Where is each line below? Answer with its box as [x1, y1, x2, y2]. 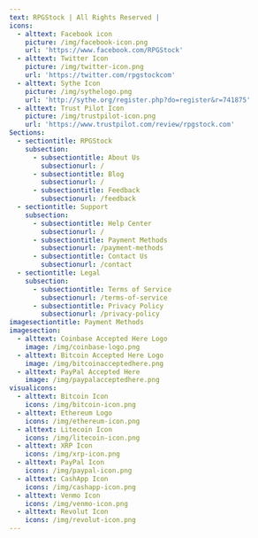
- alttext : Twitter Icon [17, 54, 109, 63]
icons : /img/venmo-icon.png [25, 499, 128, 508]
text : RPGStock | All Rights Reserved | [9, 12, 161, 22]
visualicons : [9, 384, 57, 393]
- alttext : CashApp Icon [17, 474, 109, 483]
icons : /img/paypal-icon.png [25, 466, 133, 475]
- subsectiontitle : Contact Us [32, 252, 148, 261]
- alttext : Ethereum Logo [17, 409, 113, 417]
